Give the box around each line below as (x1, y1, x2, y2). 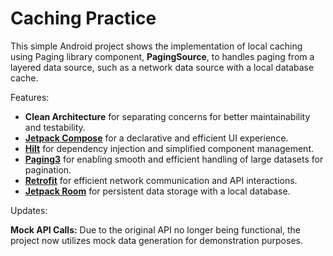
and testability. (24, 121, 86, 133)
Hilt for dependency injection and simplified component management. (24, 142, 315, 154)
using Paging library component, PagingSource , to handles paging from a (10, 50, 315, 62)
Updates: (10, 204, 48, 216)
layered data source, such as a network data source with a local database (10, 61, 315, 73)
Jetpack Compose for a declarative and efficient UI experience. (24, 132, 289, 144)
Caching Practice (10, 7, 157, 30)
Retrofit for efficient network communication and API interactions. (24, 174, 298, 186)
